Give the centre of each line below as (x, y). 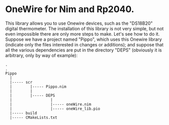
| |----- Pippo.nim (38, 87)
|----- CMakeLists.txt (34, 117)
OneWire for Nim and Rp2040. (70, 9)
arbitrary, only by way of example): (41, 55)
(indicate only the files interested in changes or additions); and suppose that (84, 44)
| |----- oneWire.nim (51, 104)
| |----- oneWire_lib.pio (55, 109)
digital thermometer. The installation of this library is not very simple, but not (84, 28)
